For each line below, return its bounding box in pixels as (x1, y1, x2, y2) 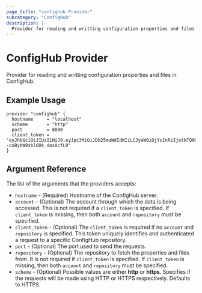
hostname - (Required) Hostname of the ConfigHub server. (14, 192, 158, 199)
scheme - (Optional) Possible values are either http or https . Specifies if (14, 268, 191, 275)
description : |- (6, 20, 47, 26)
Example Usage (6, 95, 66, 105)
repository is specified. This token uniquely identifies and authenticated (14, 229, 194, 237)
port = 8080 (11, 127, 63, 133)
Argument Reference (6, 164, 87, 174)
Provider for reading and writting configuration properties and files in (6, 71, 177, 79)
